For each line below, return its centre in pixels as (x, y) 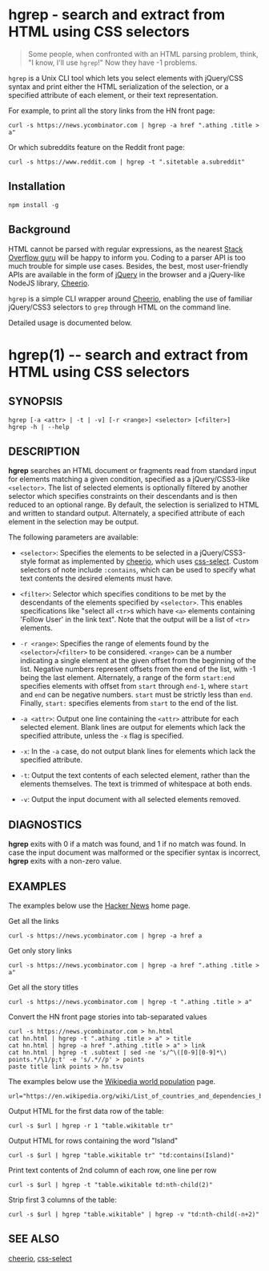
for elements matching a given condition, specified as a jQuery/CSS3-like (129, 480)
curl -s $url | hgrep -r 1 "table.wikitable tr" (91, 1126)
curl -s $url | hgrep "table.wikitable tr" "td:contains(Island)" (121, 1156)
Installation (37, 186)
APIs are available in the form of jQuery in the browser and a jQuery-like (127, 274)
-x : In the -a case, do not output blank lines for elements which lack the (138, 751)
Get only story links (40, 951)
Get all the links (34, 921)
